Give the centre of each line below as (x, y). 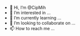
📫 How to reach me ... (32, 28)
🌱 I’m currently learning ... (35, 18)
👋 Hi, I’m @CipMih (28, 8)
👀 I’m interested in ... (30, 13)
